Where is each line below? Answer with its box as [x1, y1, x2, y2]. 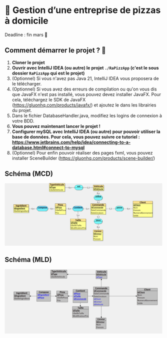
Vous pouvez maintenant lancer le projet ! [11, 123, 101, 129]
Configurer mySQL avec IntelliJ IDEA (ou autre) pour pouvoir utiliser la [11, 128, 160, 134]
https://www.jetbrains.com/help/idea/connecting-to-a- [11, 139, 131, 145]
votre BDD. [11, 117, 34, 124]
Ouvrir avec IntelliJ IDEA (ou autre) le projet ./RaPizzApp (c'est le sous [11, 64, 159, 70]
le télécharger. [11, 80, 42, 86]
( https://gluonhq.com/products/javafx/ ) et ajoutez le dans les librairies [11, 102, 156, 108]
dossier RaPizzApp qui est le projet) [11, 70, 85, 76]
